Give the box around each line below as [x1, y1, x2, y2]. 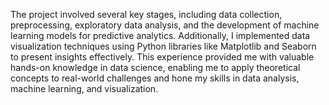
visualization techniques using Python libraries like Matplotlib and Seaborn [10, 40, 317, 52]
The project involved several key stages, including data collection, [10, 9, 283, 20]
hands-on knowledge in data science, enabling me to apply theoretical [10, 62, 301, 73]
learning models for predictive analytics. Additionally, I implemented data [10, 30, 311, 41]
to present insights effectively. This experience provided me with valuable [10, 51, 315, 63]
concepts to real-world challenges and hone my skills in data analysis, [10, 72, 300, 84]
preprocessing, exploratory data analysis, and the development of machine [10, 19, 320, 31]
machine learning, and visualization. [10, 83, 159, 94]
